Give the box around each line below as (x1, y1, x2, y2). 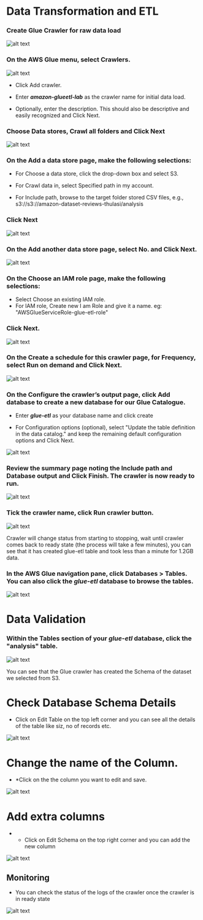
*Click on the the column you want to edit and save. (15, 776, 147, 783)
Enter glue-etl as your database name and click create (15, 412, 153, 420)
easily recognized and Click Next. (15, 112, 101, 119)
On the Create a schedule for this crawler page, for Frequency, (6, 353, 196, 362)
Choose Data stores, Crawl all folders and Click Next (6, 127, 166, 136)
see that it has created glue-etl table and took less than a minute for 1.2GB (6, 547, 194, 554)
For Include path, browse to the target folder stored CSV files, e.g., (15, 194, 184, 201)
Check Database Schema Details (6, 696, 177, 710)
